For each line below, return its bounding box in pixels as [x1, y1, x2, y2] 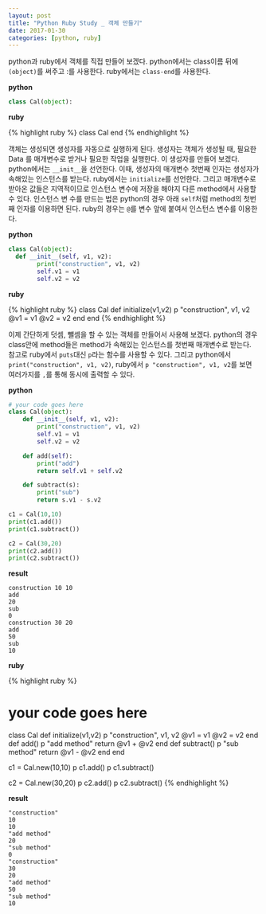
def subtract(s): [22, 481, 80, 490]
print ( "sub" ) [37, 489, 80, 497]
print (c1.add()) [8, 518, 62, 525]
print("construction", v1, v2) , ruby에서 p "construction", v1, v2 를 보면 [8, 359, 252, 369]
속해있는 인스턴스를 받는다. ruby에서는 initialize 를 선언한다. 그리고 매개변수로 [8, 174, 256, 184]
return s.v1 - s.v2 [37, 496, 102, 504]
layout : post [8, 11, 52, 20]
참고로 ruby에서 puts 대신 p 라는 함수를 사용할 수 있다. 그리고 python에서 [8, 350, 232, 359]
